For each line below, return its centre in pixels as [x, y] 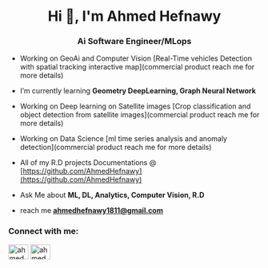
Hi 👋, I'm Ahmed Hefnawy [134, 16]
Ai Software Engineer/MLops [134, 41]
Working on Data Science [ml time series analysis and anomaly [124, 139]
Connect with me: [44, 231]
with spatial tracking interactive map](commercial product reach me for [137, 67]
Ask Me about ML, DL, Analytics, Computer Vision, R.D [112, 195]
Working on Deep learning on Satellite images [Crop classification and [135, 106]
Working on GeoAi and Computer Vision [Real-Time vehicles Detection [136, 58]
